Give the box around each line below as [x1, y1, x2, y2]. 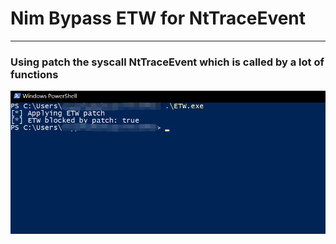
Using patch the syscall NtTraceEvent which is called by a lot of [10, 55, 325, 69]
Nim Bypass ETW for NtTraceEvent [10, 7, 307, 30]
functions [10, 67, 59, 81]
